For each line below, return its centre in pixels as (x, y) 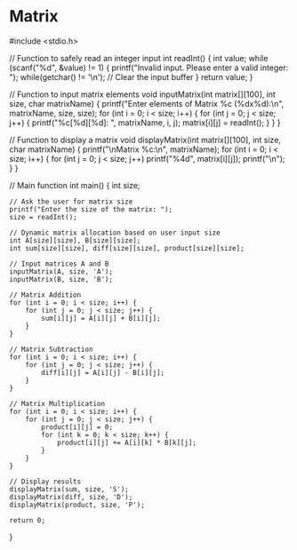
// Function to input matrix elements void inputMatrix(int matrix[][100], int (142, 94)
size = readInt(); (43, 217)
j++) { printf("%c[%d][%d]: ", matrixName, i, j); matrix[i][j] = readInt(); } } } (145, 123)
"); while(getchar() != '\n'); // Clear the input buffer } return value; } (131, 76)
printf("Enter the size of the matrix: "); (91, 209)
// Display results (45, 482)
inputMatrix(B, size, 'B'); (61, 279)
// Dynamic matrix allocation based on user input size (115, 233)
